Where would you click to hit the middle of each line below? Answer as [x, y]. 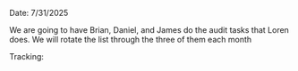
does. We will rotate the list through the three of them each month [131, 39]
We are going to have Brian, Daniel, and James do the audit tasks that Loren [149, 30]
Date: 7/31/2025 [39, 13]
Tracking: [27, 56]
